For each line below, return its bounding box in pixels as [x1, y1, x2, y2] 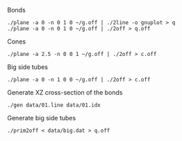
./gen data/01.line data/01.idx [7, 102, 101, 109]
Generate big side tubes [7, 114, 76, 122]
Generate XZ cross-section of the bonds [7, 88, 123, 96]
